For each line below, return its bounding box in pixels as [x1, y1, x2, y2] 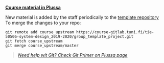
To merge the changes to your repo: [5, 20, 81, 26]
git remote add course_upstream [5, 30, 74, 35]
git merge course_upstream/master [5, 43, 79, 48]
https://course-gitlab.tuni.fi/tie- [76, 30, 154, 35]
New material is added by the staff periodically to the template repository [5, 14, 159, 20]
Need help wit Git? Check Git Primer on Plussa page [17, 52, 128, 58]
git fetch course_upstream [5, 38, 63, 44]
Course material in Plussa [5, 5, 61, 10]
